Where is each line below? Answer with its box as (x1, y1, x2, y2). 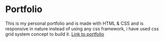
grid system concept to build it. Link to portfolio (5, 31, 105, 37)
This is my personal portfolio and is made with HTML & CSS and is (5, 20, 144, 26)
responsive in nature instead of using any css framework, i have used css (5, 25, 159, 31)
